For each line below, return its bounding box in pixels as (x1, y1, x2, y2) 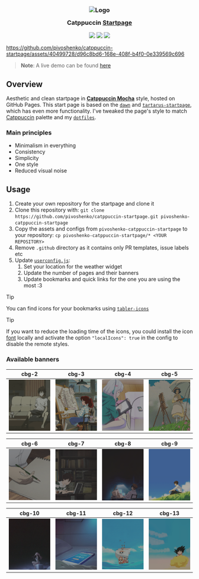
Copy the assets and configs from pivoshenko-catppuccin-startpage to (14, 225, 188, 232)
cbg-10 (20, 510, 40, 517)
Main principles (6, 129, 52, 137)
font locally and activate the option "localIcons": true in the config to (6, 334, 178, 341)
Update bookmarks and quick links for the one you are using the (23, 276, 181, 283)
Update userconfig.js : (14, 257, 70, 264)
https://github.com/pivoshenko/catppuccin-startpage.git (14, 214, 159, 220)
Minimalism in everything (14, 142, 76, 149)
